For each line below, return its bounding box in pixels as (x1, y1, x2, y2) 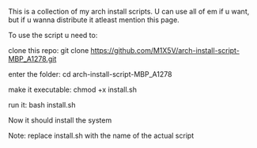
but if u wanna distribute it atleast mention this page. (8, 15, 180, 25)
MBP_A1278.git (8, 55, 57, 63)
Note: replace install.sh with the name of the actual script (8, 131, 195, 140)
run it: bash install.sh (8, 101, 76, 109)
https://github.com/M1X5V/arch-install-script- (90, 46, 240, 55)
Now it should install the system (8, 116, 112, 125)
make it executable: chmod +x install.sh (8, 85, 137, 94)
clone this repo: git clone (8, 46, 89, 55)
